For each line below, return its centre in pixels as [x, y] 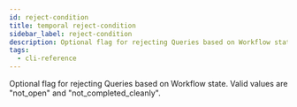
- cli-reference [47, 58]
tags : [19, 50]
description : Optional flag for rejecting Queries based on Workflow [140, 42]
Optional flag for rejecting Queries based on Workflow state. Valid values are [148, 84]
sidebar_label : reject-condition [71, 34]
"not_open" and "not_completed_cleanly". [85, 93]
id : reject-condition [49, 17]
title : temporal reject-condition [73, 26]
